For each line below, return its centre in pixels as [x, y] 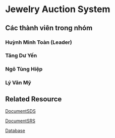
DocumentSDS [21, 111]
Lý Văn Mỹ [18, 83]
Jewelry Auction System [58, 9]
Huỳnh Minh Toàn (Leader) [39, 42]
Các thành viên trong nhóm [49, 28]
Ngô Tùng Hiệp [24, 69]
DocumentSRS [20, 121]
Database [15, 131]
